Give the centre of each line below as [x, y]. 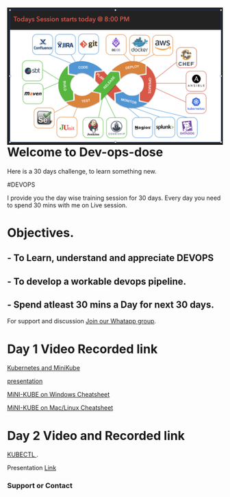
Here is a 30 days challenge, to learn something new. [82, 171]
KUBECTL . [23, 454]
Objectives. [40, 232]
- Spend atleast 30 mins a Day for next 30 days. [111, 305]
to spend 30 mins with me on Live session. [67, 205]
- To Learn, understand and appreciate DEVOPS [111, 258]
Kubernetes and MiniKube [44, 368]
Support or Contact [40, 486]
